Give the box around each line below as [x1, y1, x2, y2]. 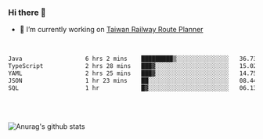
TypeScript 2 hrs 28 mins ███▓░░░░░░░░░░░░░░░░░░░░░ [8, 62, 229, 70]
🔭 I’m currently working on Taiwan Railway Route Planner [19, 25, 204, 34]
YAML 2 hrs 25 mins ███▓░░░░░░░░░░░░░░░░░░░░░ [8, 69, 229, 77]
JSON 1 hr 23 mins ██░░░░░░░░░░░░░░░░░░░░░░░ [8, 77, 229, 84]
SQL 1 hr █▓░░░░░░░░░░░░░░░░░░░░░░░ [8, 84, 229, 92]
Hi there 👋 [8, 7, 47, 18]
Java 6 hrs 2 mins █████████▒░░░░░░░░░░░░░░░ [8, 55, 229, 63]
